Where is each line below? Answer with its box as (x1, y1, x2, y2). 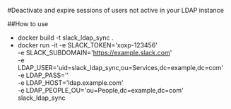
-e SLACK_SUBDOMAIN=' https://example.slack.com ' (17, 49, 172, 57)
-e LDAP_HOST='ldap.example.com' (17, 79, 124, 87)
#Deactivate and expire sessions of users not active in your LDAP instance (7, 6, 225, 14)
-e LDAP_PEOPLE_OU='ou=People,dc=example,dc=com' (17, 86, 184, 94)
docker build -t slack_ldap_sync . (17, 33, 114, 42)
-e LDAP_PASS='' (17, 71, 69, 79)
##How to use (7, 20, 49, 28)
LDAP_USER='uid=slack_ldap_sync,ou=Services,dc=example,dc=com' (17, 64, 224, 71)
